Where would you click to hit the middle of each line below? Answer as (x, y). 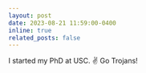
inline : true (30, 30)
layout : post (30, 15)
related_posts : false (45, 38)
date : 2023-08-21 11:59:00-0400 (62, 23)
